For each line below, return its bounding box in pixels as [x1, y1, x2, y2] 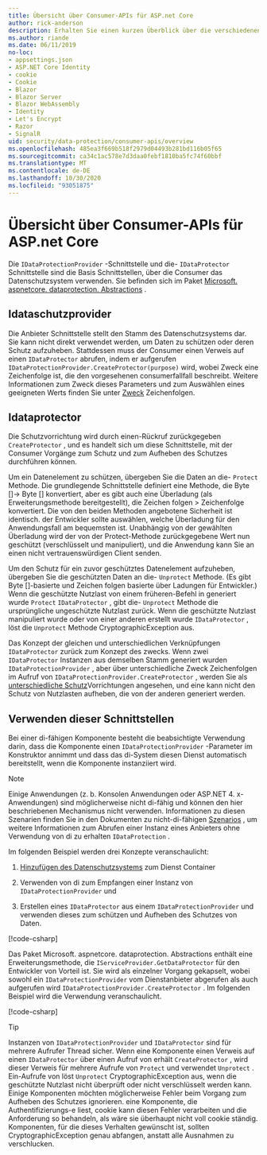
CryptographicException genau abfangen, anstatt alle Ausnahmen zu [8, 1130, 234, 1141]
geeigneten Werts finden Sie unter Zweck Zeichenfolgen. [8, 387, 195, 397]
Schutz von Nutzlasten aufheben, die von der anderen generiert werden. [8, 689, 246, 699]
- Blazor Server [8, 93, 62, 101]
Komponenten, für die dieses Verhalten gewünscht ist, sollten [8, 1122, 210, 1132]
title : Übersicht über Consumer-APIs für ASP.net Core [8, 11, 194, 20]
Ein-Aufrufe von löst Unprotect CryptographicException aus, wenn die [8, 1072, 237, 1081]
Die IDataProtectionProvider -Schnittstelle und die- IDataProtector [8, 259, 230, 269]
